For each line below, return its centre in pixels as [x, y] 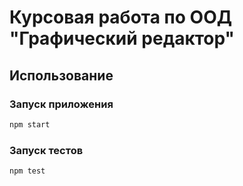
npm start [30, 124]
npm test [27, 171]
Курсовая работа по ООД [121, 17]
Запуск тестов [46, 150]
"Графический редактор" [122, 38]
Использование [61, 75]
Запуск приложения [61, 104]
